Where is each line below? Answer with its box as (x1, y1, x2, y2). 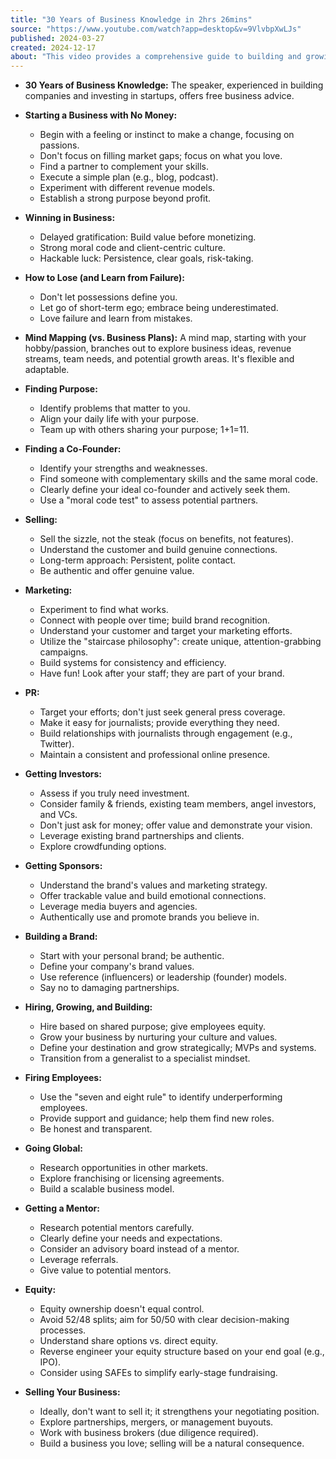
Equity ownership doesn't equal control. (39, 1303, 205, 1315)
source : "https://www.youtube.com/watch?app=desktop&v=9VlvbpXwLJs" (10, 24, 302, 34)
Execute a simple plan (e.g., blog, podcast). (39, 171, 219, 183)
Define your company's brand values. (39, 961, 195, 973)
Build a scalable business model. (39, 1183, 175, 1195)
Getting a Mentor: (24, 1202, 100, 1215)
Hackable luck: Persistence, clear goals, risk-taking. (39, 252, 254, 265)
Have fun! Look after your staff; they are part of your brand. (39, 667, 285, 680)
